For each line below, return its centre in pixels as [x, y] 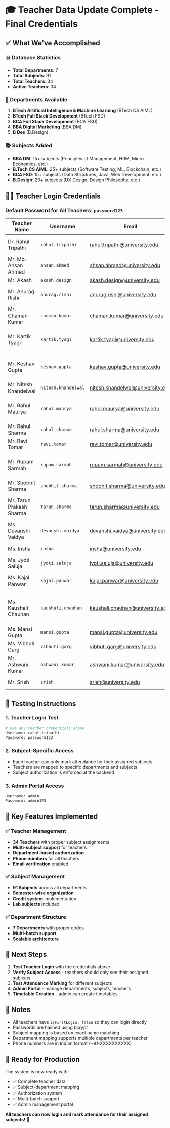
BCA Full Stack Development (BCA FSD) [55, 122]
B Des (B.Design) [30, 132]
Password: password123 [29, 737]
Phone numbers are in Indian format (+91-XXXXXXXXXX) [72, 1043]
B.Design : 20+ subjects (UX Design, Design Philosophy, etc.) [76, 180]
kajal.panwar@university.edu [124, 581]
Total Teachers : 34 [33, 81]
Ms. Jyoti [19, 560]
